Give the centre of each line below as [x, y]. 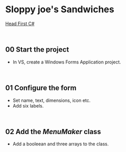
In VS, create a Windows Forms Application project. [67, 62]
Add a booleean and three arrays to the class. [60, 144]
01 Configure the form [41, 88]
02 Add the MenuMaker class [53, 132]
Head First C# [20, 24]
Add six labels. [28, 105]
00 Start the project [37, 50]
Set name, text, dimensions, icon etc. [52, 100]
